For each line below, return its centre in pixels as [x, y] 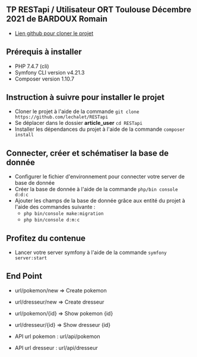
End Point [24, 276]
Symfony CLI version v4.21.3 [50, 72]
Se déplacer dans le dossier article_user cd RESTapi [79, 123]
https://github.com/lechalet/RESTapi [61, 117]
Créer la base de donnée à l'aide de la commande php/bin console [96, 189]
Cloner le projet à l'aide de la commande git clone [77, 111]
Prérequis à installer [44, 52]
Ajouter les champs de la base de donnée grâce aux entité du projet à [100, 201]
